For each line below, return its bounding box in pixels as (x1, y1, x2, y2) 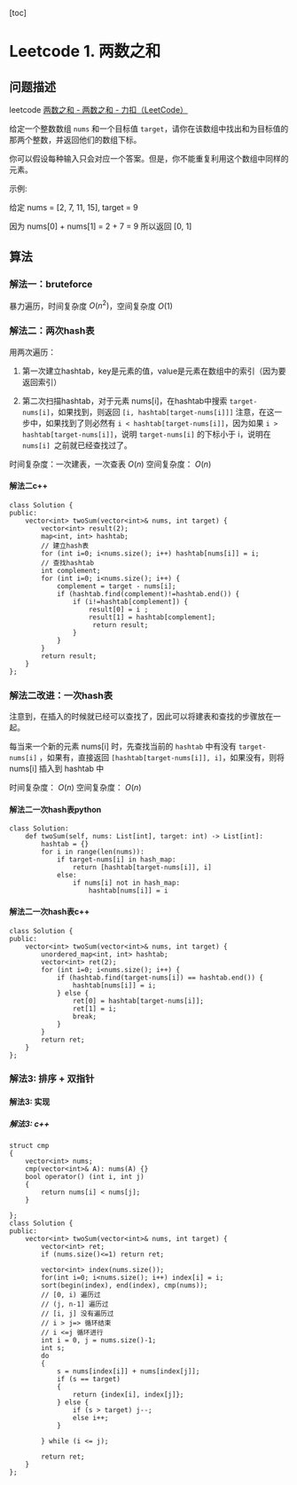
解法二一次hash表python (9, 804, 102, 814)
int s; (41, 1344, 66, 1353)
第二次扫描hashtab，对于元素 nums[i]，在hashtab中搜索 (21, 395, 228, 406)
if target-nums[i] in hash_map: (56, 855, 176, 864)
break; (72, 1011, 98, 1021)
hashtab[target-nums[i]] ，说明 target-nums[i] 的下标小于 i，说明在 (21, 428, 271, 439)
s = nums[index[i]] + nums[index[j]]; (56, 1367, 200, 1376)
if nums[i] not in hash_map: (72, 878, 180, 888)
